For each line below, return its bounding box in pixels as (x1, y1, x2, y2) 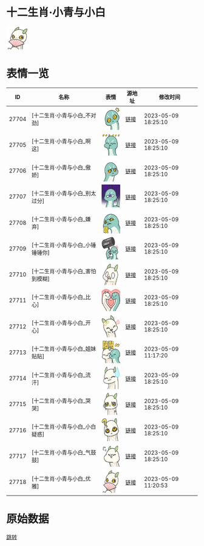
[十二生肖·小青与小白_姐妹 (31, 345, 97, 353)
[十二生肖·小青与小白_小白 (31, 423, 97, 430)
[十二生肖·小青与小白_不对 (31, 112, 97, 119)
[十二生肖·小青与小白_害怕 (31, 267, 97, 274)
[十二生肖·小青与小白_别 (31, 189, 91, 196)
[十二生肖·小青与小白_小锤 (31, 241, 97, 249)
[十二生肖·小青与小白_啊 (31, 137, 91, 145)
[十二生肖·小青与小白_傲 (31, 164, 91, 171)
